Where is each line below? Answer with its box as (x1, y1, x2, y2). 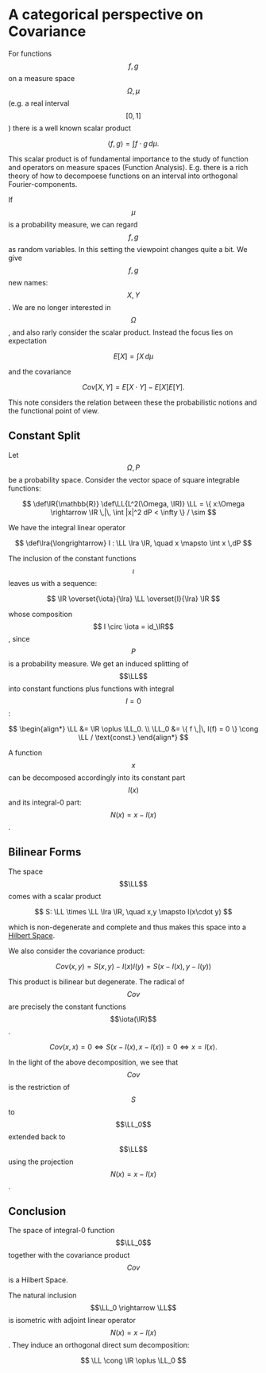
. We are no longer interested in (8, 302, 111, 312)
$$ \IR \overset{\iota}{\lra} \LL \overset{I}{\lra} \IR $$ (46, 594, 221, 603)
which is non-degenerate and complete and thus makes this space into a (8, 922, 247, 932)
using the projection (8, 1157, 74, 1166)
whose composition (8, 609, 73, 619)
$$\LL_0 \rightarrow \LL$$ (90, 1303, 177, 1313)
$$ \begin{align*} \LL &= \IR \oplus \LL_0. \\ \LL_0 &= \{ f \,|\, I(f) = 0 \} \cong (8, 723, 259, 733)
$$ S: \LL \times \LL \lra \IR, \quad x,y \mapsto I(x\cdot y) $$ (34, 906, 233, 916)
